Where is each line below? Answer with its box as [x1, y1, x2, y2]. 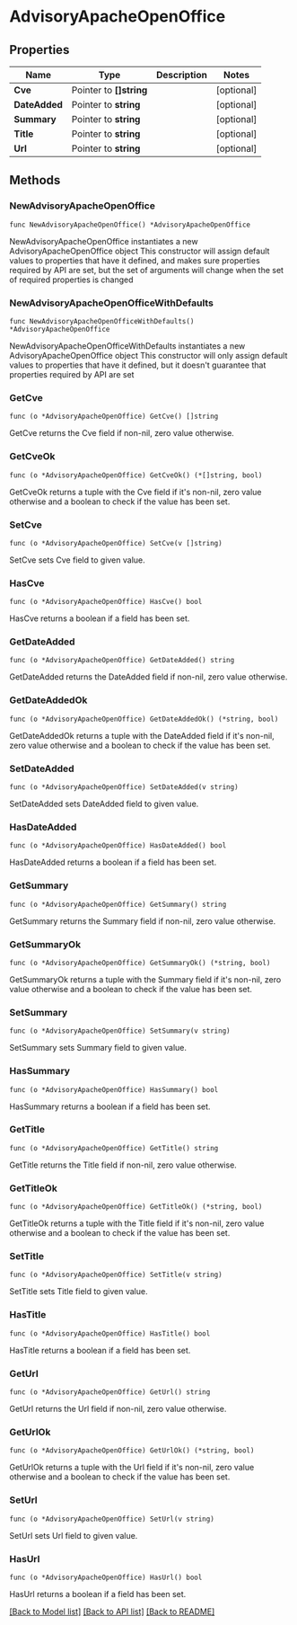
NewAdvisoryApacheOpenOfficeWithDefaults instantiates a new [9, 340, 246, 351]
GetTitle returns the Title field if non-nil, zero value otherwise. [9, 1159, 238, 1170]
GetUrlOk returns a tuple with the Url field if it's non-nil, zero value [9, 1462, 255, 1473]
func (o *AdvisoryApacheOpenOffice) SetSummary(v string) [9, 1026, 231, 1035]
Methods [9, 173, 61, 188]
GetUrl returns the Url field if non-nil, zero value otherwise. [9, 1404, 227, 1415]
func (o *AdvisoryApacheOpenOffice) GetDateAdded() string [9, 656, 235, 665]
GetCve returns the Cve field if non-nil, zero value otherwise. [9, 428, 235, 439]
